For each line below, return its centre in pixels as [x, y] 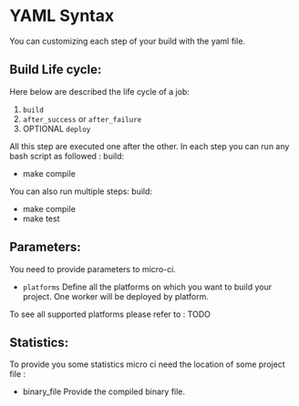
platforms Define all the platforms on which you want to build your [147, 287]
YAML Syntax [62, 16]
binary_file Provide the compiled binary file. [103, 391]
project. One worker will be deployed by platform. [116, 296]
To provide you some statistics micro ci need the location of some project [147, 364]
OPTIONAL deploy [57, 128]
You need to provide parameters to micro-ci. [93, 269]
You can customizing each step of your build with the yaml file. [128, 41]
